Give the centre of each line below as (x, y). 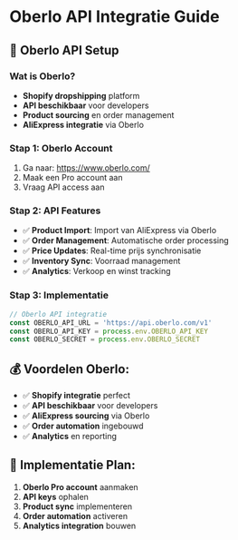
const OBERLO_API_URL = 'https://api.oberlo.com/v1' (111, 323)
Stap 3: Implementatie (59, 295)
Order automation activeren (75, 515)
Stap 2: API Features (55, 211)
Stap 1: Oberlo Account (61, 148)
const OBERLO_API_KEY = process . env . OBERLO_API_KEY (109, 331)
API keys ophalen (55, 496)
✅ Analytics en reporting (70, 437)
